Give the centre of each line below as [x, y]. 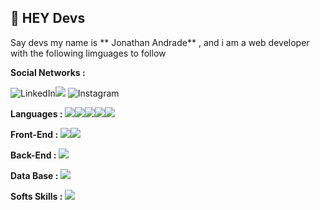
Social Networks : [48, 72]
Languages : [36, 113]
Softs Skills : [36, 196]
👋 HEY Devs [48, 18]
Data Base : [34, 175]
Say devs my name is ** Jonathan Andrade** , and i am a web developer [160, 42]
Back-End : [33, 155]
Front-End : [34, 134]
